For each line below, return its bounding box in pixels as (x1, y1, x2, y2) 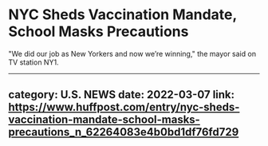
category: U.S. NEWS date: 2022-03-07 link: (8, 88, 235, 101)
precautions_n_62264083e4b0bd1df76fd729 (8, 125, 239, 139)
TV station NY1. (8, 57, 59, 67)
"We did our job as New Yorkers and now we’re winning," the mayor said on (8, 49, 257, 58)
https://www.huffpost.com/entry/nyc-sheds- (8, 101, 240, 114)
